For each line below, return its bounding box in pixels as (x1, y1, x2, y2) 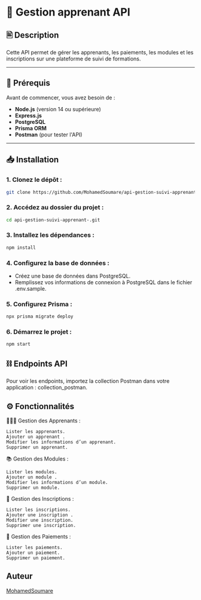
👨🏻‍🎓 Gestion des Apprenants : (6, 417, 81, 424)
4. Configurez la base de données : (6, 258, 109, 267)
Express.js (14, 112, 42, 119)
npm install (6, 245, 36, 251)
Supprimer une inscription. (6, 522, 77, 528)
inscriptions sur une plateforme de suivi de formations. (6, 55, 141, 62)
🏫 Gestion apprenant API (6, 5, 130, 19)
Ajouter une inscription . (6, 511, 74, 518)
